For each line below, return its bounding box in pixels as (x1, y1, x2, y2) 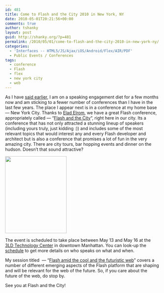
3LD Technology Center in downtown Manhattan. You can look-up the (5, 242, 146, 248)
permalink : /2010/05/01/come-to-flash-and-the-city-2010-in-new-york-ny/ (5, 39, 160, 44)
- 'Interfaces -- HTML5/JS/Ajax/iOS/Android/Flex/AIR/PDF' (9, 48, 133, 53)
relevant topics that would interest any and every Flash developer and (5, 130, 146, 136)
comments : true (5, 21, 36, 26)
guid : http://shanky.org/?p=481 (5, 35, 71, 40)
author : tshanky (5, 26, 38, 31)
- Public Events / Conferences (9, 53, 74, 58)
